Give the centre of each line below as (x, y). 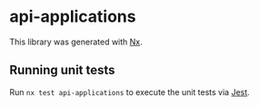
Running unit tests (62, 70)
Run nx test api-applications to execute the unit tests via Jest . (129, 92)
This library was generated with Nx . (76, 42)
